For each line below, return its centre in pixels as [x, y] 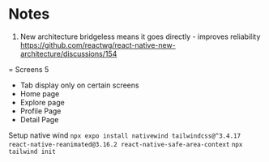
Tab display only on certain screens [79, 85]
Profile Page [41, 111]
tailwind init [32, 151]
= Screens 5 [29, 69]
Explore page [42, 102]
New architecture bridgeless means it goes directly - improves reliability [140, 36]
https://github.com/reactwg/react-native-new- [98, 45]
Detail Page [39, 119]
